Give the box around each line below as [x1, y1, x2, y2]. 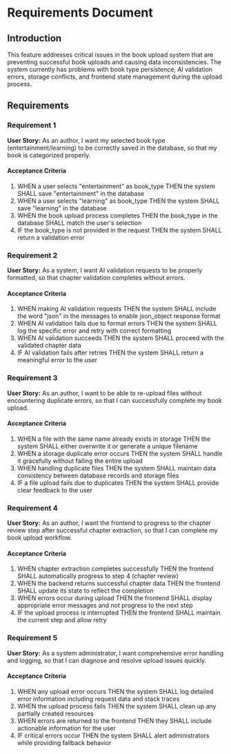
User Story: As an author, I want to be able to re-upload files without [7, 388, 202, 397]
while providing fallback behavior [17, 738, 112, 746]
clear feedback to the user [17, 486, 93, 494]
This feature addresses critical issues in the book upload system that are [7, 50, 214, 59]
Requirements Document [7, 5, 154, 21]
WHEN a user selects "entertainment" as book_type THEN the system [17, 181, 216, 190]
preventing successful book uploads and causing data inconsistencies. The [7, 58, 222, 66]
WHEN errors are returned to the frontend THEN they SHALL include [17, 716, 212, 725]
